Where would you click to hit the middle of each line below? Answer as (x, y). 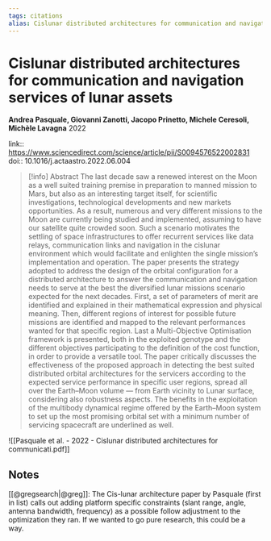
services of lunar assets (91, 97)
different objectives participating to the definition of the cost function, (144, 348)
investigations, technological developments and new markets (129, 202)
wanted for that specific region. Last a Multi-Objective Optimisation (140, 331)
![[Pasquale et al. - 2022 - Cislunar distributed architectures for (113, 441)
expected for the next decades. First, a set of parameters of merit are (143, 297)
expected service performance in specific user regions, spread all (138, 382)
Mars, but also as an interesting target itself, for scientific (123, 194)
